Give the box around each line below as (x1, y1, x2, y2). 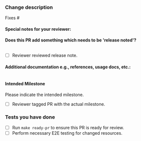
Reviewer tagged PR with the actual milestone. (12, 101, 106, 107)
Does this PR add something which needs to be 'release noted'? (5, 37, 137, 43)
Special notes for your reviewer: (5, 26, 71, 32)
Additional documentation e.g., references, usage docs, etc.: (5, 64, 131, 70)
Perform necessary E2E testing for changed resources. (12, 130, 123, 136)
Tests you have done (5, 114, 55, 121)
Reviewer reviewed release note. (12, 53, 78, 59)
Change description (5, 4, 53, 11)
